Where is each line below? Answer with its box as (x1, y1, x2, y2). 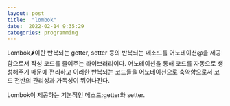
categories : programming (7, 29, 78, 36)
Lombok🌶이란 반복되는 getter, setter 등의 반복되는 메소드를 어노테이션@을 (7, 49, 209, 57)
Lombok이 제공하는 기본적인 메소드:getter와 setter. (7, 91, 146, 99)
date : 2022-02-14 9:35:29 (7, 23, 84, 29)
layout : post (7, 10, 45, 17)
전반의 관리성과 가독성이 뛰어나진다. (14, 77, 110, 85)
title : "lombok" (7, 16, 57, 23)
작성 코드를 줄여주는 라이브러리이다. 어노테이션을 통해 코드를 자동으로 (30, 59, 216, 68)
